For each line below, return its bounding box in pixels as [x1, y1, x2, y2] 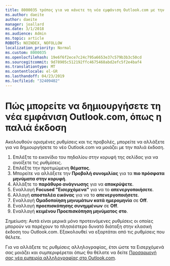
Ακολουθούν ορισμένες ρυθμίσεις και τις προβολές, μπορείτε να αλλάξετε [5, 138, 165, 145]
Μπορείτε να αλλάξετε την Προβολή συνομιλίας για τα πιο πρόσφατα [12, 170, 165, 176]
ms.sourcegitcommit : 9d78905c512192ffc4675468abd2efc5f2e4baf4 [5, 60, 142, 65]
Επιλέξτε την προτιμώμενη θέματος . [12, 165, 90, 171]
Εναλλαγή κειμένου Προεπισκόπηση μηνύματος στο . [12, 208, 128, 214]
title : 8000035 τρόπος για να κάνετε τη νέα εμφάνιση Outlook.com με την [5, 7, 165, 13]
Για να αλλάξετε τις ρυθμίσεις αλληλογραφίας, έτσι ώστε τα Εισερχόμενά [5, 244, 164, 250]
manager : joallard [5, 21, 44, 27]
